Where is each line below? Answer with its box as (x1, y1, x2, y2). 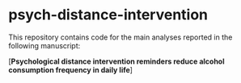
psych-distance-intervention (8, 6, 209, 24)
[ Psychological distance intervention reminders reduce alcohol (8, 56, 225, 66)
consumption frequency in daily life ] (8, 64, 133, 74)
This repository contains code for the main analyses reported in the (8, 32, 233, 42)
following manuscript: (8, 40, 81, 50)
